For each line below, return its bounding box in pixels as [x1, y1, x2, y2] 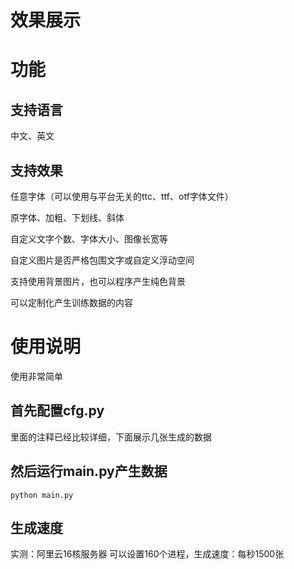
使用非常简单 [10, 370, 63, 382]
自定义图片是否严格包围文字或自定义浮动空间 [10, 254, 195, 266]
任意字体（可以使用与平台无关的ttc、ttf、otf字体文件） [10, 191, 234, 202]
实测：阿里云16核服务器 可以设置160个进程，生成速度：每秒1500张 [10, 548, 285, 560]
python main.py [10, 490, 74, 500]
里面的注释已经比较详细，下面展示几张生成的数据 [10, 431, 212, 443]
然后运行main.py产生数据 [10, 463, 168, 480]
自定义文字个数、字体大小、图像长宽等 [10, 233, 168, 245]
